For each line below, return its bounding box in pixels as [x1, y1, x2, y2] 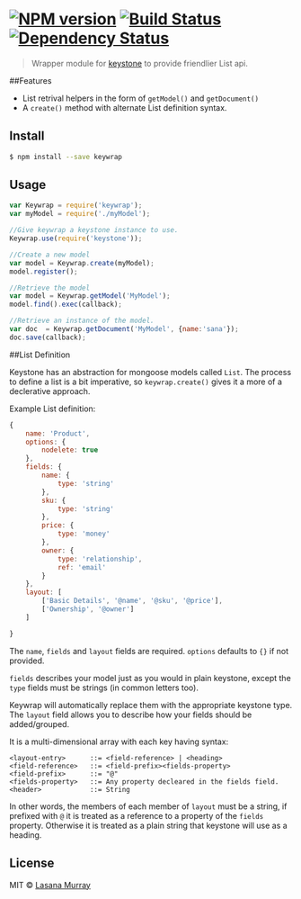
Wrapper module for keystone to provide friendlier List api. [31, 58, 249, 68]
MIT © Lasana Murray [9, 879, 92, 890]
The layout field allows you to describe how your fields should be [9, 709, 252, 720]
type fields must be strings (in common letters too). [9, 682, 199, 693]
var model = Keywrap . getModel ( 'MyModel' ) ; [9, 292, 171, 301]
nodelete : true [41, 445, 99, 454]
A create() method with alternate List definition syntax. [22, 102, 227, 112]
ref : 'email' [57, 562, 106, 571]
